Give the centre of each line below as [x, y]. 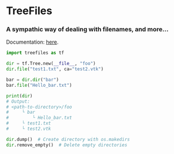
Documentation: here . [32, 42]
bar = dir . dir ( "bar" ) [33, 80]
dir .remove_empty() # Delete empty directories [67, 145]
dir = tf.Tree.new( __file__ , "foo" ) [51, 64]
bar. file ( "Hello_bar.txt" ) [39, 85]
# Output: [18, 101]
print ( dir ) [19, 96]
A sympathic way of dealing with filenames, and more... [87, 30]
